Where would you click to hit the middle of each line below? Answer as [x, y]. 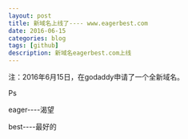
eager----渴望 [31, 110]
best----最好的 [33, 127]
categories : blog [37, 38]
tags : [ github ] [34, 46]
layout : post [30, 16]
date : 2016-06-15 [37, 31]
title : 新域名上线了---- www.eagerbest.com [78, 23]
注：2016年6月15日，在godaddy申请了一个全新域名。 [96, 77]
